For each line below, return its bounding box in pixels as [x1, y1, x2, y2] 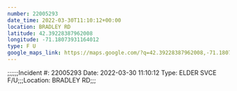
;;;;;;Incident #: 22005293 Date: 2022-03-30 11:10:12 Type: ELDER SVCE [7, 68, 217, 77]
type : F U [7, 43, 37, 50]
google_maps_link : [7, 50, 61, 57]
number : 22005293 [7, 10, 59, 17]
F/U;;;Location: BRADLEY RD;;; [7, 76, 97, 84]
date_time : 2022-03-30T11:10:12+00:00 [7, 17, 121, 24]
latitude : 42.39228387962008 [7, 29, 93, 37]
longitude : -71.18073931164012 [7, 36, 99, 43]
